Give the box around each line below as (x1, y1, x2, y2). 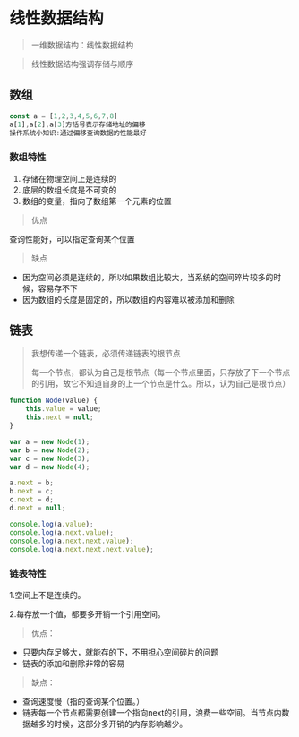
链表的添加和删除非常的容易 (21, 657, 125, 668)
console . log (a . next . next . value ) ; (9, 536, 134, 545)
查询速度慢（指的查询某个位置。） (21, 696, 145, 707)
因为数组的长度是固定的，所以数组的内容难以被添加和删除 (21, 294, 235, 304)
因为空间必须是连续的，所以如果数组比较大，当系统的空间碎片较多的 (21, 271, 274, 282)
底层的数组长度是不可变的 (21, 184, 117, 195)
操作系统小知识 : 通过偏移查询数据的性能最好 (9, 128, 148, 137)
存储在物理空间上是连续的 (21, 173, 117, 184)
